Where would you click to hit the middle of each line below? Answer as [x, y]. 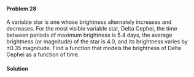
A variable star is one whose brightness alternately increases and [89, 22]
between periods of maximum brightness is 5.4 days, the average [89, 35]
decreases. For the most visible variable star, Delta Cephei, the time [92, 29]
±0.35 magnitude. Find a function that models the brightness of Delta [94, 48]
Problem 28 [21, 9]
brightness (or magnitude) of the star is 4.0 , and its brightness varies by [97, 42]
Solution [17, 68]
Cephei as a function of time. [43, 54]
